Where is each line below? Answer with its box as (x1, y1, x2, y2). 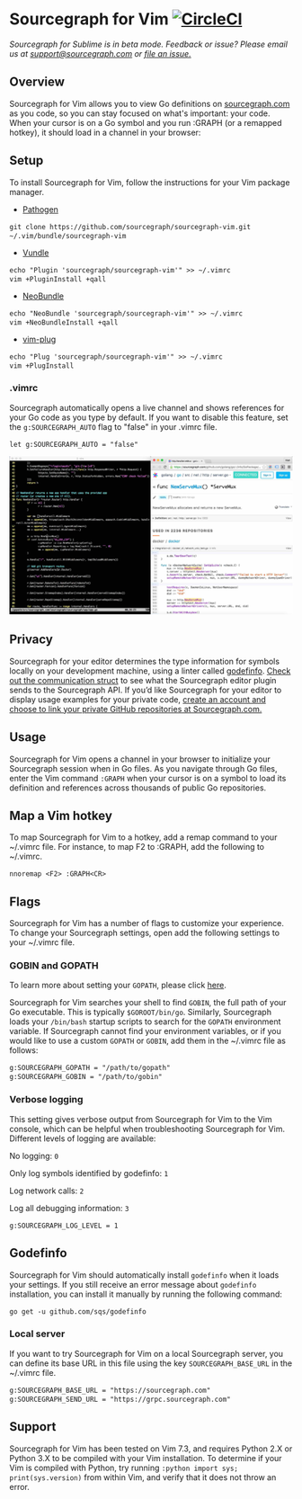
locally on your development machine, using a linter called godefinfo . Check (9, 665, 291, 676)
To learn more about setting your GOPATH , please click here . (9, 980, 226, 991)
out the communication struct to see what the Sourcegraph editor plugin (9, 674, 277, 685)
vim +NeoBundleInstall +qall (9, 317, 119, 327)
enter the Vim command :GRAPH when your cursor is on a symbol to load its (9, 772, 287, 783)
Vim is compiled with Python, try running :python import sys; (9, 1462, 238, 1473)
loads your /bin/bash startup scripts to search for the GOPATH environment (9, 1016, 281, 1027)
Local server (9, 1327, 66, 1340)
